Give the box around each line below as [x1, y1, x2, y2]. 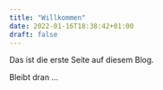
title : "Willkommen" [9, 13, 87, 22]
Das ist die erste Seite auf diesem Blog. [9, 55, 154, 66]
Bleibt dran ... [9, 72, 59, 83]
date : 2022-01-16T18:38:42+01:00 [9, 22, 134, 31]
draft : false [9, 30, 58, 39]
